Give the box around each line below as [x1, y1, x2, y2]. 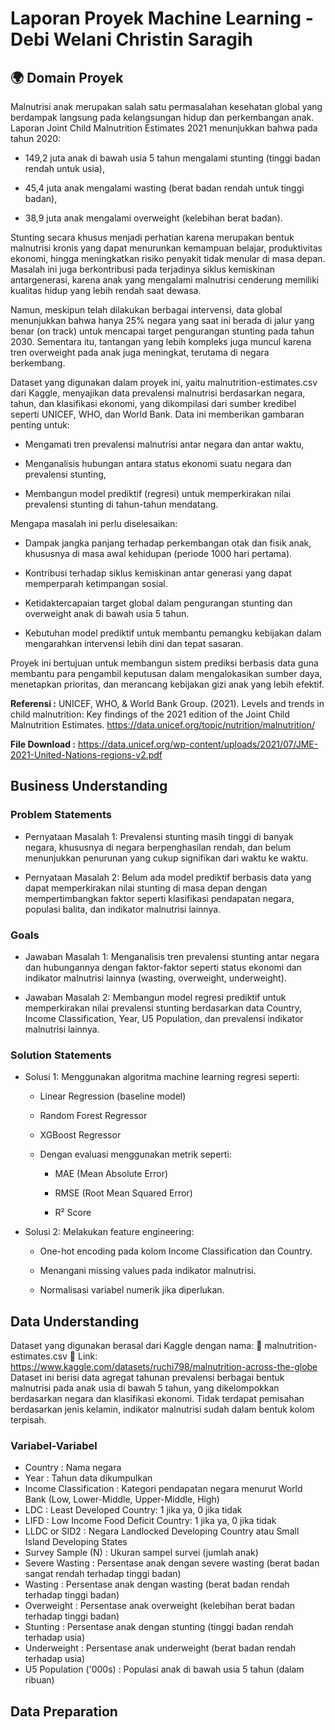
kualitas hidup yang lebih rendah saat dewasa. [10, 285, 202, 296]
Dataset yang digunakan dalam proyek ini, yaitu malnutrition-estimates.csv [10, 377, 318, 388]
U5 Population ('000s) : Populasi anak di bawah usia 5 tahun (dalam [24, 1663, 305, 1676]
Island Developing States [24, 1536, 128, 1548]
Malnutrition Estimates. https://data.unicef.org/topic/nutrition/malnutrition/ [10, 719, 315, 731]
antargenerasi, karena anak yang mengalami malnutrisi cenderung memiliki [10, 274, 320, 286]
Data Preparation [10, 1703, 118, 1720]
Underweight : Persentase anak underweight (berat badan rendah [24, 1642, 297, 1654]
